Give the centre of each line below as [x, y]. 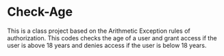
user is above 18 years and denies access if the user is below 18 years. [107, 45]
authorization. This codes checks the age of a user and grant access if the [112, 38]
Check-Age [40, 12]
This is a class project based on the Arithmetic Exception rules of [99, 31]
